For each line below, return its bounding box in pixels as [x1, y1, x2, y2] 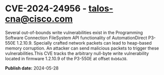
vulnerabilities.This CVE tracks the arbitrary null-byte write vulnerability [5, 50, 149, 56]
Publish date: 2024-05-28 [5, 65, 59, 71]
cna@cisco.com [5, 13, 73, 25]
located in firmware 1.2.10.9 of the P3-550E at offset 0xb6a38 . [5, 55, 128, 61]
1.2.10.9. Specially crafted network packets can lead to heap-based [16, 40, 152, 46]
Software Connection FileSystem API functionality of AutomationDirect [5, 35, 147, 41]
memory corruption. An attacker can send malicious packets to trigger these [5, 45, 159, 51]
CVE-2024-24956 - [5, 3, 87, 14]
